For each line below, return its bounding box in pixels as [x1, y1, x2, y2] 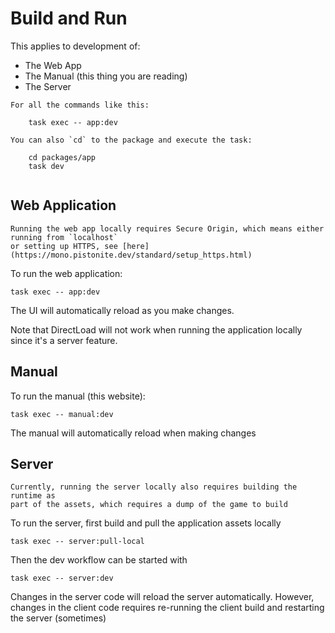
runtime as [10, 491, 56, 501]
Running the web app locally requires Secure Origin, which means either [10, 223, 325, 234]
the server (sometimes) [10, 612, 107, 624]
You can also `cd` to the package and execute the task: [10, 135, 253, 145]
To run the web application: [10, 267, 123, 279]
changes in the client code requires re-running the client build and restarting [10, 602, 325, 614]
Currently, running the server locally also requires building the [10, 482, 298, 492]
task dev [28, 161, 65, 171]
